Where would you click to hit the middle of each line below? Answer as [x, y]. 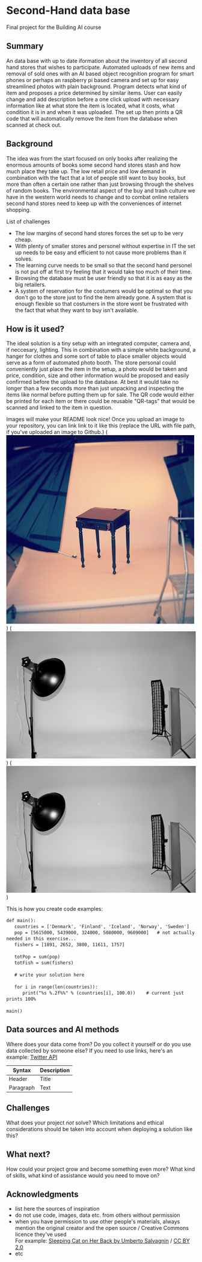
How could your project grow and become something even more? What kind [101, 1169]
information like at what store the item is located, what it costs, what [90, 106]
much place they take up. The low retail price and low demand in [86, 171]
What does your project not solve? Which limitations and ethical [85, 1123]
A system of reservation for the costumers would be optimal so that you [104, 291]
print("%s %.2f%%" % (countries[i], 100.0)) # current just [103, 993]
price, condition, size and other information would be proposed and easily [98, 375]
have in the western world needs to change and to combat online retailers [97, 197]
